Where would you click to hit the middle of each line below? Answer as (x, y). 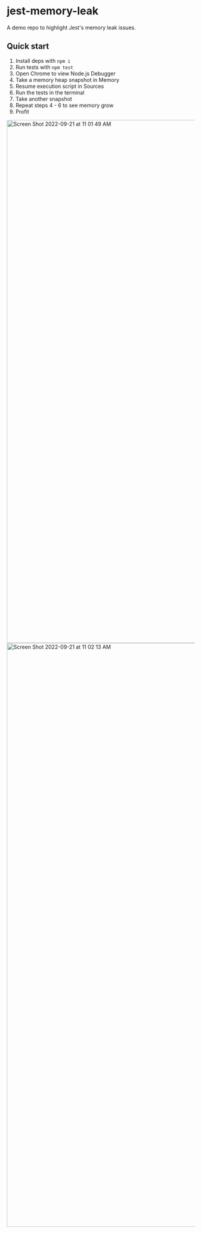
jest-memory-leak (53, 11)
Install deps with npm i (43, 60)
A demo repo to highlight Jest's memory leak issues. (71, 27)
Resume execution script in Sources (60, 86)
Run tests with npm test (44, 67)
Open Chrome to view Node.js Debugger (65, 74)
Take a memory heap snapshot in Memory (67, 79)
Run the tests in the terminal (50, 92)
